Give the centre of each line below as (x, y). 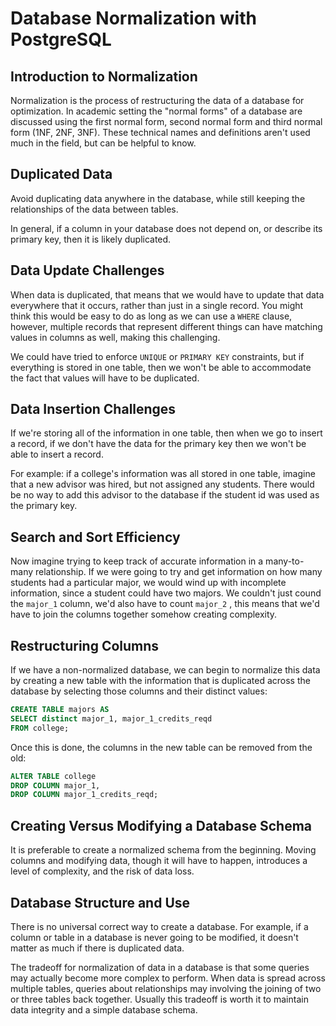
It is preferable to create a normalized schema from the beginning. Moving (163, 850)
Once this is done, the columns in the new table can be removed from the (161, 747)
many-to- (285, 561)
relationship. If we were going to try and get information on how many (178, 572)
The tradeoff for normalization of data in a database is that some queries (160, 967)
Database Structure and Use (100, 902)
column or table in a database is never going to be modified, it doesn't (154, 937)
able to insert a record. (57, 454)
